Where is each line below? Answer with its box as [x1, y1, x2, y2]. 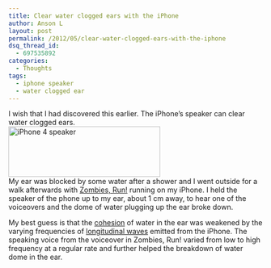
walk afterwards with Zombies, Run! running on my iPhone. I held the [8, 185, 238, 195]
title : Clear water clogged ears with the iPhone [8, 11, 180, 20]
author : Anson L [8, 19, 63, 27]
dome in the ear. [8, 252, 63, 262]
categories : [8, 57, 49, 65]
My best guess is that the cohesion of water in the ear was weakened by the [8, 218, 263, 228]
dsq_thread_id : [8, 42, 60, 50]
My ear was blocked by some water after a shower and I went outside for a [8, 177, 258, 186]
